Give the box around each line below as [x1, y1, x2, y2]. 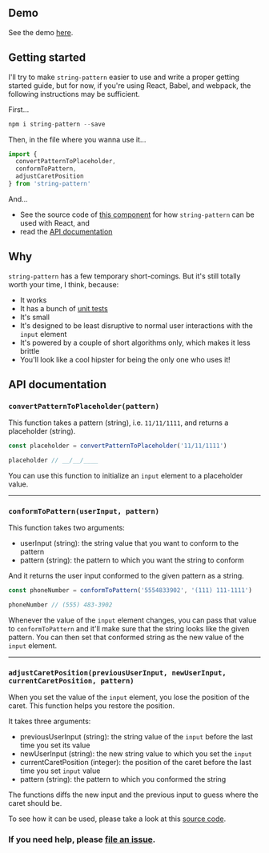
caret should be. [8, 799, 62, 808]
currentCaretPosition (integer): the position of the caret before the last [19, 758, 252, 767]
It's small [19, 312, 50, 322]
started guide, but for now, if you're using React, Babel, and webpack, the [8, 80, 251, 90]
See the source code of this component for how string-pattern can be [19, 210, 255, 219]
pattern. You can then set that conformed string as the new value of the [8, 632, 244, 643]
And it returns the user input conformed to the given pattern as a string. [8, 571, 244, 581]
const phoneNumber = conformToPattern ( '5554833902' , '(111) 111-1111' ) [8, 587, 252, 595]
